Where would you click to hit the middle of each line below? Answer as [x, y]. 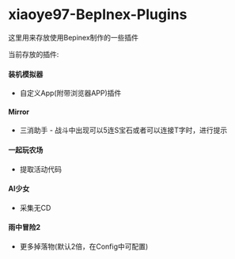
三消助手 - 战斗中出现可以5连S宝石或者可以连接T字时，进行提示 [123, 130]
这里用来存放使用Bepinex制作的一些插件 [74, 37]
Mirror [19, 112]
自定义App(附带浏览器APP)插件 [70, 93]
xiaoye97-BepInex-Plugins [98, 15]
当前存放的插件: [34, 54]
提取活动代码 [40, 169]
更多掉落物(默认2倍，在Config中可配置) [84, 246]
